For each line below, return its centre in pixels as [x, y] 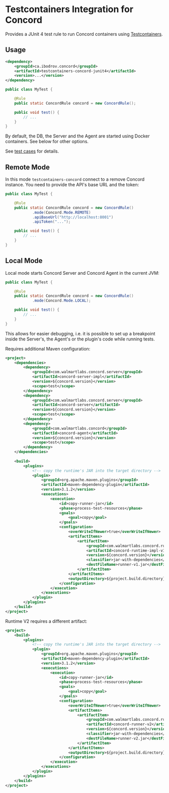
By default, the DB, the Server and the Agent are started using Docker [77, 136]
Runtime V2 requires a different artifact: [46, 621]
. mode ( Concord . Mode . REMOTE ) [62, 212]
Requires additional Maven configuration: [48, 349]
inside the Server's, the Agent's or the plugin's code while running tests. [80, 339]
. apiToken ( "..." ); [51, 222]
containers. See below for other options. [47, 141]
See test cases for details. [32, 151]
